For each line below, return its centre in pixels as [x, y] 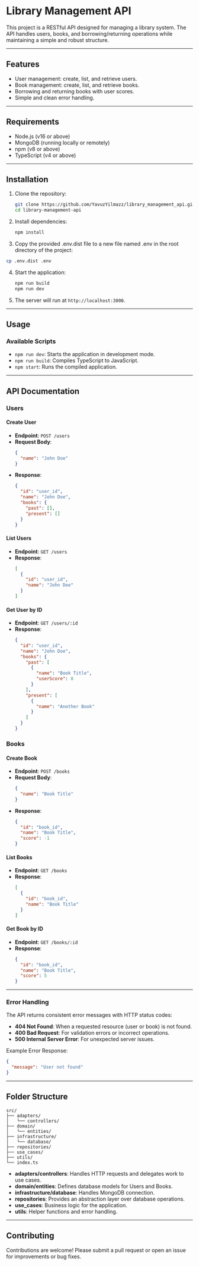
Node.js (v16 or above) [42, 136]
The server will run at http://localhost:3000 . [70, 300]
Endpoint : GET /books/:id [46, 942]
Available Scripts [31, 341]
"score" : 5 [34, 976]
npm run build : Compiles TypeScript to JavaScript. [77, 360]
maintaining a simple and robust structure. [58, 40]
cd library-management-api [48, 210]
